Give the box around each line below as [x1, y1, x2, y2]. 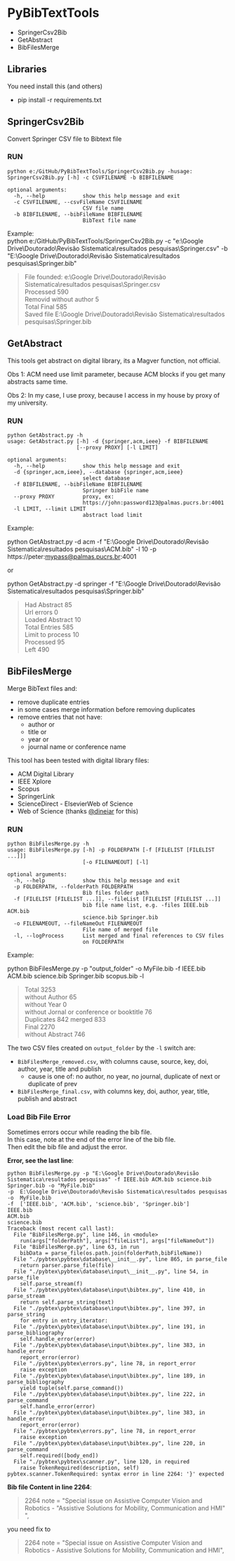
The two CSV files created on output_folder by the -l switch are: [7, 1043, 196, 1053]
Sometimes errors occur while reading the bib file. [7, 1128, 152, 1137]
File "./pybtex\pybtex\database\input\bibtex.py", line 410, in [13, 1287, 206, 1294]
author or [27, 720, 55, 729]
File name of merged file [82, 926, 159, 933]
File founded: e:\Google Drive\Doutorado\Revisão [24, 272, 166, 281]
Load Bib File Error [7, 1112, 72, 1121]
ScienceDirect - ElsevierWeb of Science [17, 799, 133, 808]
